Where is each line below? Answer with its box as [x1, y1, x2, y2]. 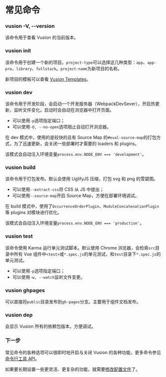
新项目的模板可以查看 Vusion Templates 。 [5, 76, 91, 82]
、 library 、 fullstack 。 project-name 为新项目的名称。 [11, 65, 122, 71]
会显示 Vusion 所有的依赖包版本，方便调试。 [5, 323, 96, 329]
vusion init [5, 47, 31, 54]
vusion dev [5, 89, 33, 96]
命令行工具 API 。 [5, 356, 40, 362]
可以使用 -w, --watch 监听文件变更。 [12, 274, 85, 280]
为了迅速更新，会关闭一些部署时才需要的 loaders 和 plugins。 [13, 140, 139, 147]
